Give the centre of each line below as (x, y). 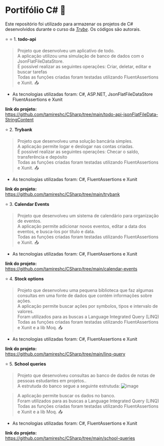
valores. (25, 311)
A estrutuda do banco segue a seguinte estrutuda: (69, 386)
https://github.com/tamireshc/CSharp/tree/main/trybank (62, 194)
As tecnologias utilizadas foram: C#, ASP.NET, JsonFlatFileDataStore (82, 94)
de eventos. (29, 221)
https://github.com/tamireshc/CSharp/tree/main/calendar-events (71, 268)
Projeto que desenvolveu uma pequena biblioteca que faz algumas (85, 290)
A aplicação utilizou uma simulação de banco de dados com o (81, 56)
